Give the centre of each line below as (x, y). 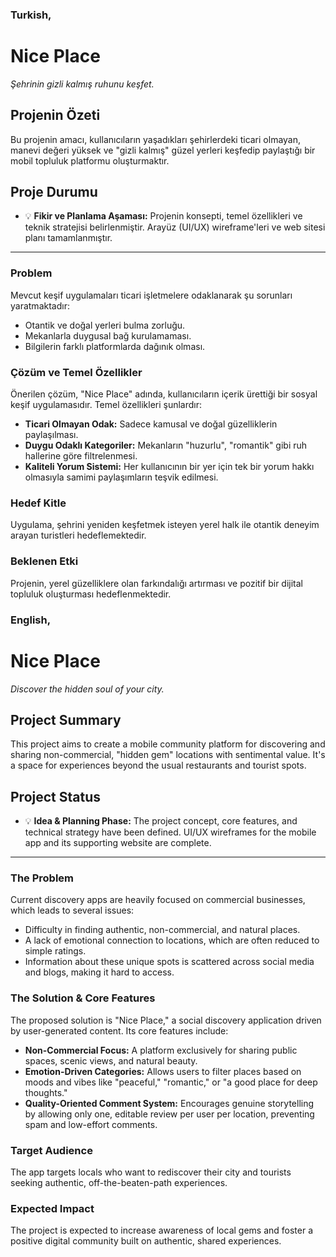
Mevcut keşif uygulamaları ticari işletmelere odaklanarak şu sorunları (151, 295)
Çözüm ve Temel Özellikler (76, 372)
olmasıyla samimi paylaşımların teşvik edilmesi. (121, 477)
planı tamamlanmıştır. (68, 238)
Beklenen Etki (44, 561)
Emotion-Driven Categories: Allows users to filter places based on (163, 1071)
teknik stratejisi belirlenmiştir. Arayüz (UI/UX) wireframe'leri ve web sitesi (175, 227)
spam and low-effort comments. (91, 1124)
